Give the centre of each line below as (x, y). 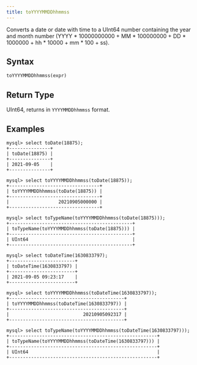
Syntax (20, 62)
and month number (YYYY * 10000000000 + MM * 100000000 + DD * (96, 36)
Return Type (30, 95)
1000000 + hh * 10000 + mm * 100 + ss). (58, 42)
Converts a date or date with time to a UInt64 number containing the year (99, 29)
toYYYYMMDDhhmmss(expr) (37, 76)
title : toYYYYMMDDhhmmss (38, 12)
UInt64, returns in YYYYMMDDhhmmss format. (58, 110)
